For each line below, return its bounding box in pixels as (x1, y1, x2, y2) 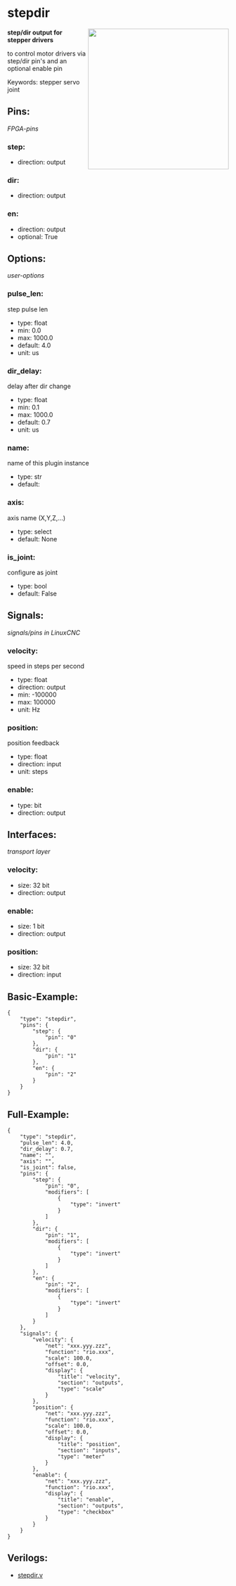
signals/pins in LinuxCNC (7, 628, 81, 637)
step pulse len (7, 304, 48, 314)
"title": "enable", (57, 1496, 114, 1503)
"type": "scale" (57, 1385, 105, 1393)
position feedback (7, 739, 60, 747)
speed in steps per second (7, 662, 85, 671)
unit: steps (17, 768, 48, 776)
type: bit (17, 801, 42, 809)
